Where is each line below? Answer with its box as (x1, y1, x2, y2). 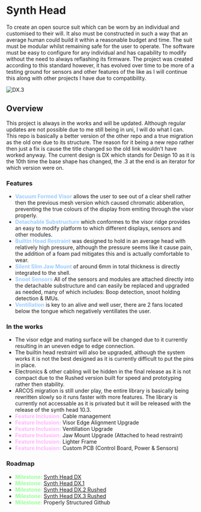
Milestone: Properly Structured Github (14, 499, 110, 506)
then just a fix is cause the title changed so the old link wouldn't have (6, 145, 177, 152)
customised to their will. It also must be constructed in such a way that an (6, 29, 188, 37)
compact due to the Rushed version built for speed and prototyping (14, 375, 182, 382)
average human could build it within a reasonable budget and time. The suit (6, 36, 193, 43)
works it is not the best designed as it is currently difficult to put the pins (14, 355, 194, 363)
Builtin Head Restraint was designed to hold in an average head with (14, 238, 186, 245)
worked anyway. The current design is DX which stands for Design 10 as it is (6, 151, 195, 158)
